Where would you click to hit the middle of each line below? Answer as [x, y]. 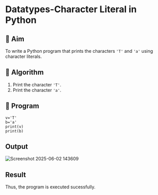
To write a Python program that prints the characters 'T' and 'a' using [79, 51]
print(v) [14, 126]
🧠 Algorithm [25, 72]
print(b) [14, 131]
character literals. [24, 56]
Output [17, 147]
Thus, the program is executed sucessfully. [50, 187]
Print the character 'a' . [37, 90]
